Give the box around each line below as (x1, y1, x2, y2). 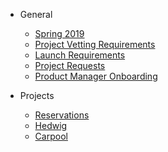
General (19, 9, 53, 20)
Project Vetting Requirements (34, 39, 156, 50)
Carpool (34, 130, 68, 142)
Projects (19, 90, 55, 101)
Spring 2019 (34, 28, 85, 39)
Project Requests (34, 60, 106, 71)
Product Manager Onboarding (34, 70, 158, 82)
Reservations (34, 109, 90, 121)
